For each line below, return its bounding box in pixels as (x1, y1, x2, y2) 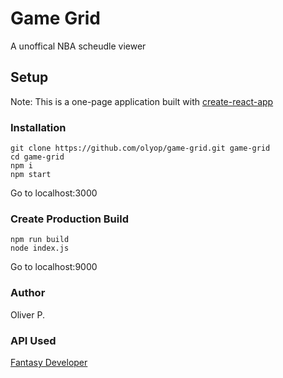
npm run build (10, 235, 70, 245)
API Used (10, 333, 57, 347)
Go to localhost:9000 (10, 261, 98, 273)
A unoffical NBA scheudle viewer (10, 40, 147, 52)
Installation (10, 120, 67, 134)
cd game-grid (10, 152, 65, 162)
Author (10, 286, 46, 300)
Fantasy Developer (10, 356, 88, 368)
